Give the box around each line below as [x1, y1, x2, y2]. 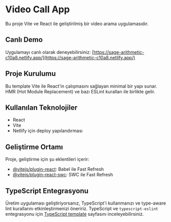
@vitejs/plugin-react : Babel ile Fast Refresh [12, 166, 104, 172]
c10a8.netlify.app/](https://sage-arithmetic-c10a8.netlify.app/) [5, 54, 135, 60]
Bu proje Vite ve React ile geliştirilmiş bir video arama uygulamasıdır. [5, 21, 149, 27]
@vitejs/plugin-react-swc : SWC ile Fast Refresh [12, 172, 113, 178]
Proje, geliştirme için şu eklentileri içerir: [5, 156, 89, 163]
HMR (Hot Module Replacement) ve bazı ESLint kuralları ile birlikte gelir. [5, 88, 156, 94]
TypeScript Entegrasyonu [5, 186, 89, 195]
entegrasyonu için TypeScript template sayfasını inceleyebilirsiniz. [5, 211, 144, 217]
